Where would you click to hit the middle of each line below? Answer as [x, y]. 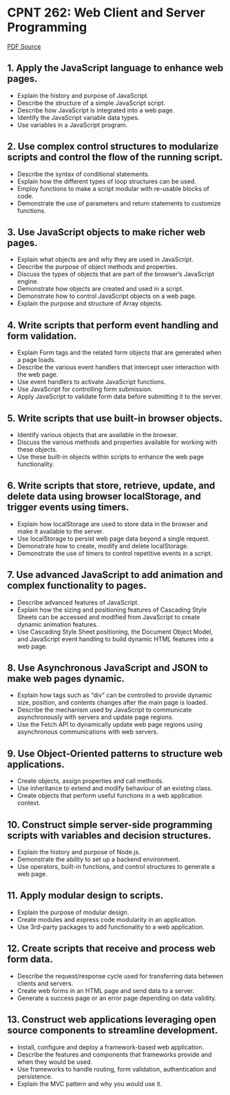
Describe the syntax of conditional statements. [83, 174]
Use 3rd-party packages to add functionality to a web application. [111, 927]
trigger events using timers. [68, 507]
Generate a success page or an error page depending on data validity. [117, 998]
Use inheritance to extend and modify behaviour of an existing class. [115, 788]
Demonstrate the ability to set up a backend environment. [98, 859]
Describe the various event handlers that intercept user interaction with [118, 368]
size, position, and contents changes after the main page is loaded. [112, 703]
